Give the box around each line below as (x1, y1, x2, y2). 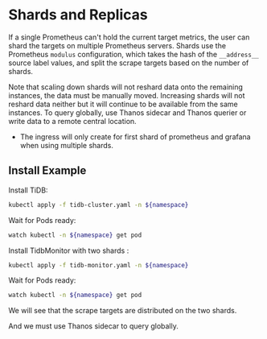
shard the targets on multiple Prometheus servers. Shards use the (8, 40, 227, 50)
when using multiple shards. (19, 140, 114, 150)
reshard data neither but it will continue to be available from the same (8, 99, 239, 109)
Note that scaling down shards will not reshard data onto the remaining (8, 82, 244, 92)
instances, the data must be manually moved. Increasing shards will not (8, 90, 245, 100)
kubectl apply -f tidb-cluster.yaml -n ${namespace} (8, 201, 189, 209)
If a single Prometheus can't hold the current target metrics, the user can (8, 32, 250, 42)
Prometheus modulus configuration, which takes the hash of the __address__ (8, 49, 259, 59)
